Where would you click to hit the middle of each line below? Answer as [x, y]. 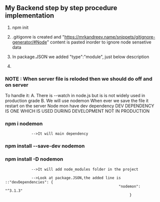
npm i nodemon [24, 124]
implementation [30, 16]
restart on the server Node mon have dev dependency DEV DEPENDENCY [80, 106]
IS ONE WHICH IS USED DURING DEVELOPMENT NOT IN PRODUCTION [77, 111]
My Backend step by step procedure [61, 8]
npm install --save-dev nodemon [45, 146]
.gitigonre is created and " [38, 37]
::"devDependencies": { [29, 182]
